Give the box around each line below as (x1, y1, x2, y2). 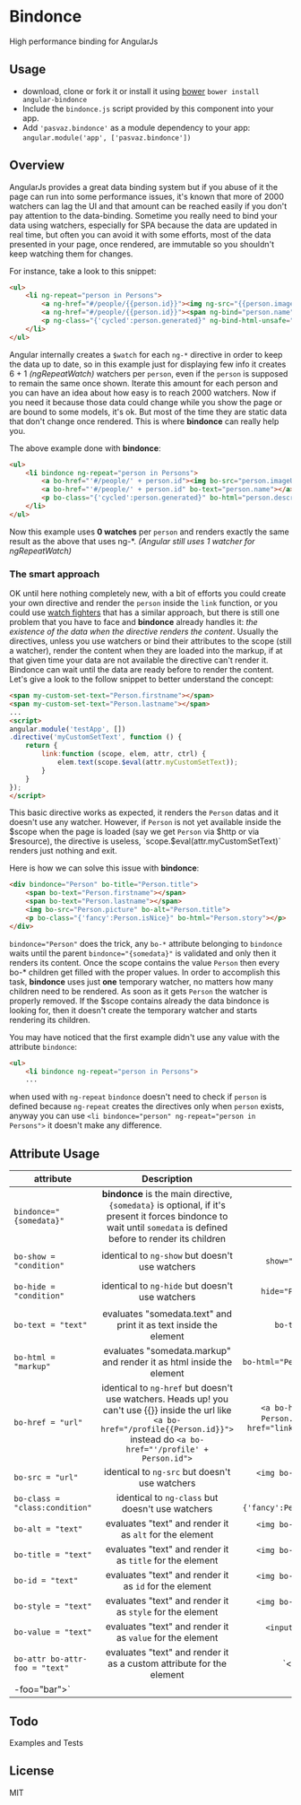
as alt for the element (120, 1529, 214, 1541)
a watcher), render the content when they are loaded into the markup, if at (9, 646, 283, 656)
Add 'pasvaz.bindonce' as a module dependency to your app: (21, 122, 251, 133)
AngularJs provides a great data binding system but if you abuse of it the (9, 181, 279, 192)
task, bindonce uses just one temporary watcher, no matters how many (9, 976, 274, 987)
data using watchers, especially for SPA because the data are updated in (9, 220, 278, 230)
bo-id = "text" (13, 1575, 79, 1586)
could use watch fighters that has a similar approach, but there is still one (9, 607, 280, 618)
